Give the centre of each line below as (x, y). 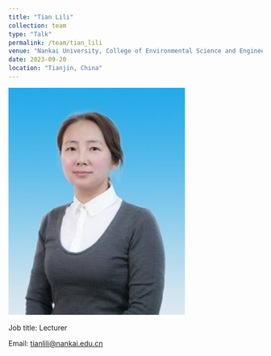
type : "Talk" (30, 34)
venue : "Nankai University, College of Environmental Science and (122, 51)
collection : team (38, 25)
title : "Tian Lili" (41, 17)
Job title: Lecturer (38, 328)
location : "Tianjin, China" (56, 69)
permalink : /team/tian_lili (56, 43)
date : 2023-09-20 (38, 60)
